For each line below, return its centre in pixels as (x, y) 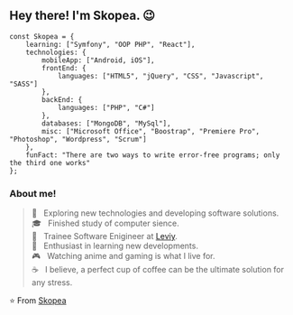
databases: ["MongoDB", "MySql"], (106, 123)
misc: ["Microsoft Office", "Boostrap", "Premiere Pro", (151, 131)
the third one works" (50, 162)
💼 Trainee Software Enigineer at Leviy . (105, 236)
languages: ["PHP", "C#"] (106, 107)
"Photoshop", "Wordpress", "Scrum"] (78, 139)
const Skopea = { (42, 36)
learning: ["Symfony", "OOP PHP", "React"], (110, 44)
